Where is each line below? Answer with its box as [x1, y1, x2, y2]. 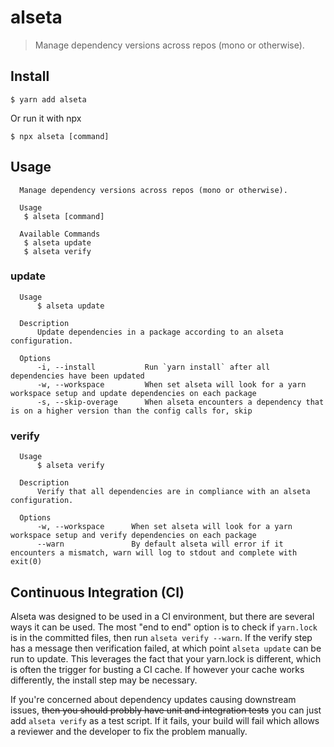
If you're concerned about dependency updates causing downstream [10, 693, 297, 705]
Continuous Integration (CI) [10, 584, 185, 601]
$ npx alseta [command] [10, 131, 110, 141]
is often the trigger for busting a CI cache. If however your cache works [10, 663, 305, 675]
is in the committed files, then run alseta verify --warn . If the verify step [10, 631, 313, 643]
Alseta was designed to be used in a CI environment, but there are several [10, 610, 315, 622]
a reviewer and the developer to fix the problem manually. [10, 725, 248, 737]
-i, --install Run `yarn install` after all [36, 362, 271, 372]
